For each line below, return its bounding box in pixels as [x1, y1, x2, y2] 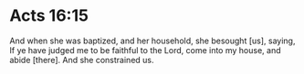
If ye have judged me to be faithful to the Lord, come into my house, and [9, 44, 281, 55]
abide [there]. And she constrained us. [9, 54, 154, 65]
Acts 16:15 [9, 5, 89, 26]
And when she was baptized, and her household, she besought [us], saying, [9, 35, 296, 46]
